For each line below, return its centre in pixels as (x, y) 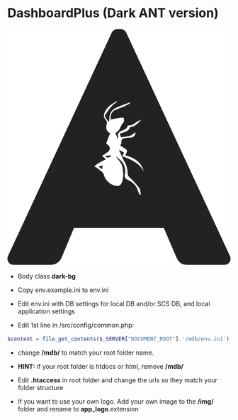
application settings (46, 311)
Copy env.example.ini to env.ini (63, 290)
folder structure (40, 388)
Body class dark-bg (47, 276)
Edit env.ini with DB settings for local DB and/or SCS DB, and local (114, 304)
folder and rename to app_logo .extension (78, 409)
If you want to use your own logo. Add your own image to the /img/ (115, 402)
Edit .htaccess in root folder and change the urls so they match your (118, 380)
